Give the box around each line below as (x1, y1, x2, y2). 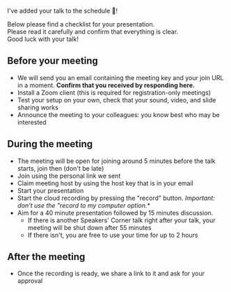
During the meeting (7, 138, 93, 150)
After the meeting (7, 251, 86, 263)
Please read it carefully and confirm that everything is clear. (7, 28, 179, 36)
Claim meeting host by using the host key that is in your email (17, 178, 193, 187)
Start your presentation (17, 186, 84, 194)
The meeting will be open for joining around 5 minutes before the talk (17, 157, 216, 165)
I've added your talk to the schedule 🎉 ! (7, 7, 118, 15)
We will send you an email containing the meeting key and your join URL (17, 73, 224, 82)
